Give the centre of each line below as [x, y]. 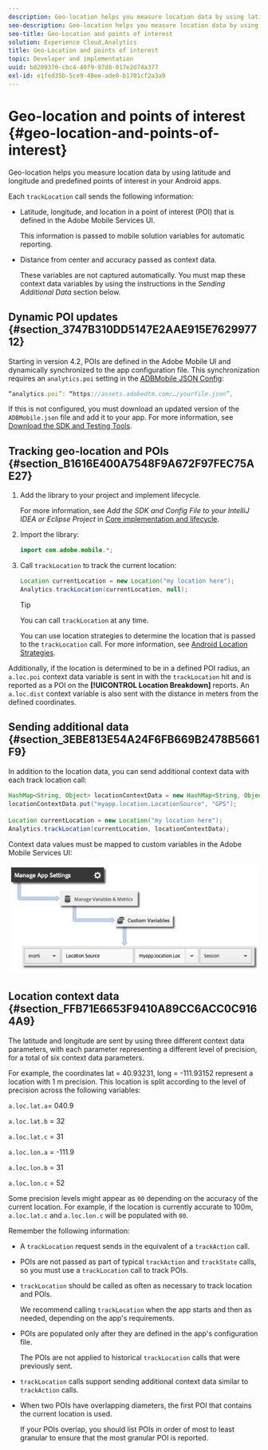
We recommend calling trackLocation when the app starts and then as [136, 1310]
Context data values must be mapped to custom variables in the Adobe [125, 844]
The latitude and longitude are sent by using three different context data [126, 1041]
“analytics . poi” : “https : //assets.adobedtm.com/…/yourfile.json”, [121, 394]
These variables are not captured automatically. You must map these [132, 275]
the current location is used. [66, 1413]
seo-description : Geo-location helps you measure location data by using [134, 25]
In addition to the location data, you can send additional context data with [129, 771]
